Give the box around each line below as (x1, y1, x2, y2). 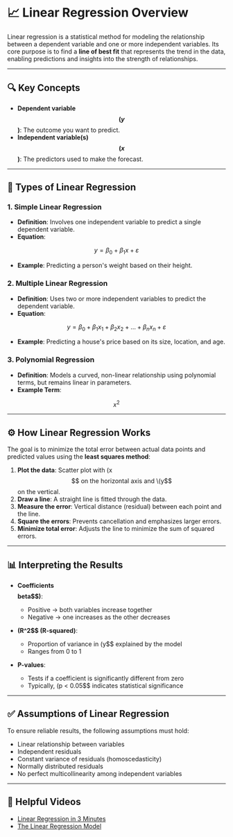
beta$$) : (17, 592, 43, 600)
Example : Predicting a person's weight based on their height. (17, 261, 193, 270)
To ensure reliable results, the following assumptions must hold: (7, 726, 189, 735)
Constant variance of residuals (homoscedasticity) (17, 754, 162, 763)
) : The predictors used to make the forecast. (17, 155, 144, 163)
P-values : (17, 660, 46, 669)
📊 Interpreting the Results (7, 559, 123, 571)
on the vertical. (17, 488, 60, 496)
